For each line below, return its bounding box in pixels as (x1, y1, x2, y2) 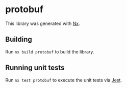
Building (5, 35, 32, 44)
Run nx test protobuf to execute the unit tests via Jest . (5, 77, 122, 83)
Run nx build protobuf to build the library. (5, 48, 94, 54)
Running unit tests (5, 64, 65, 72)
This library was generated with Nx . (5, 20, 80, 26)
